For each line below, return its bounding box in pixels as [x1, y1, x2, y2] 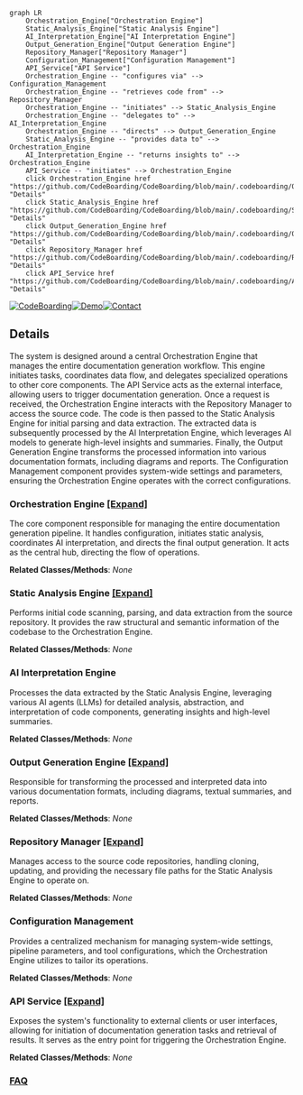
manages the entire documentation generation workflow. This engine [9, 360, 266, 371]
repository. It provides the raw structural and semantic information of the [9, 617, 280, 628]
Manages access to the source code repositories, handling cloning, [9, 856, 260, 867]
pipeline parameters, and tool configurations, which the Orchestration [9, 945, 268, 956]
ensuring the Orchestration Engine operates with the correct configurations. [9, 474, 291, 486]
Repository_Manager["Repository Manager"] [25, 48, 188, 57]
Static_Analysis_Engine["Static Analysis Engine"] [25, 24, 220, 33]
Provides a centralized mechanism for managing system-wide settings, [9, 935, 273, 946]
